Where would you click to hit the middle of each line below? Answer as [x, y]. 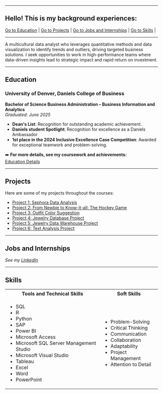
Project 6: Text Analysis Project [43, 228]
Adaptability [124, 346]
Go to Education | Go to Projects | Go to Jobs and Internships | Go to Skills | [81, 30]
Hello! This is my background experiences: [71, 18]
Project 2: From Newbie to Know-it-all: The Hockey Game [69, 208]
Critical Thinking [129, 328]
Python [24, 318]
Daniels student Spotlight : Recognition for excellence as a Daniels [79, 129]
